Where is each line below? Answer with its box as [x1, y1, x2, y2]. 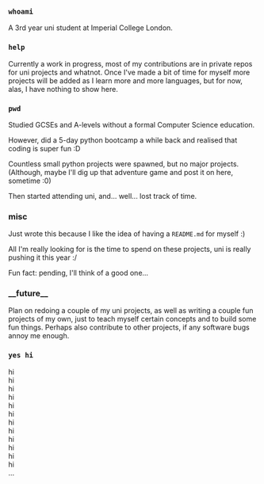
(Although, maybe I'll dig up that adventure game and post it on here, [8, 167, 234, 177]
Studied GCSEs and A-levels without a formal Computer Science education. [8, 120, 255, 129]
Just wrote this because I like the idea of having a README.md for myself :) [8, 229, 246, 238]
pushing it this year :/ [8, 253, 78, 262]
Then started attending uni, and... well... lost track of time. [8, 191, 197, 200]
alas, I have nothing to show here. [8, 84, 119, 93]
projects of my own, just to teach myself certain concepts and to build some [8, 314, 257, 324]
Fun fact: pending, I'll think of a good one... [8, 269, 149, 278]
